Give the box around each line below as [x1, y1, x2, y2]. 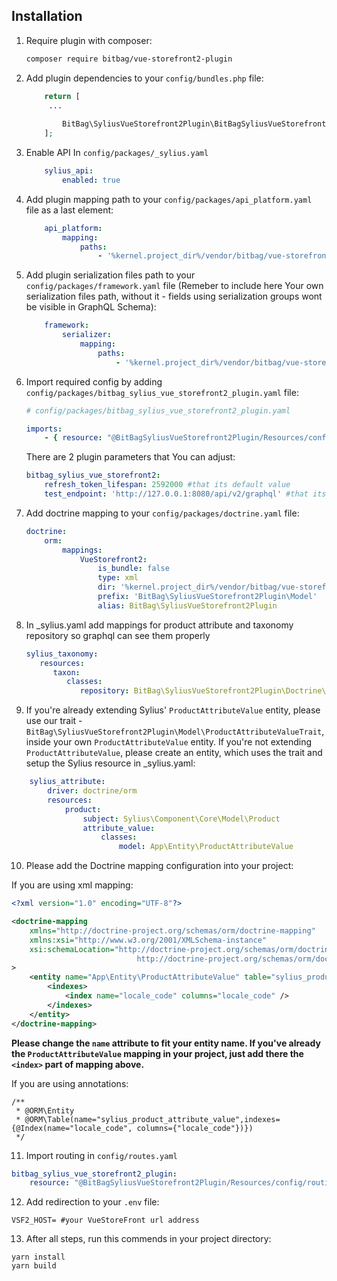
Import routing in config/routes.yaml [25, 1149, 178, 1161]
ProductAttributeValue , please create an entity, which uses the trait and [25, 747, 323, 759]
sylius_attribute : [29, 777, 106, 787]
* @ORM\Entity [15, 1105, 75, 1116]
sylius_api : [44, 166, 94, 176]
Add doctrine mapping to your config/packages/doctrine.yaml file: [25, 507, 300, 519]
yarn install [11, 1252, 66, 1263]
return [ [44, 91, 81, 101]
